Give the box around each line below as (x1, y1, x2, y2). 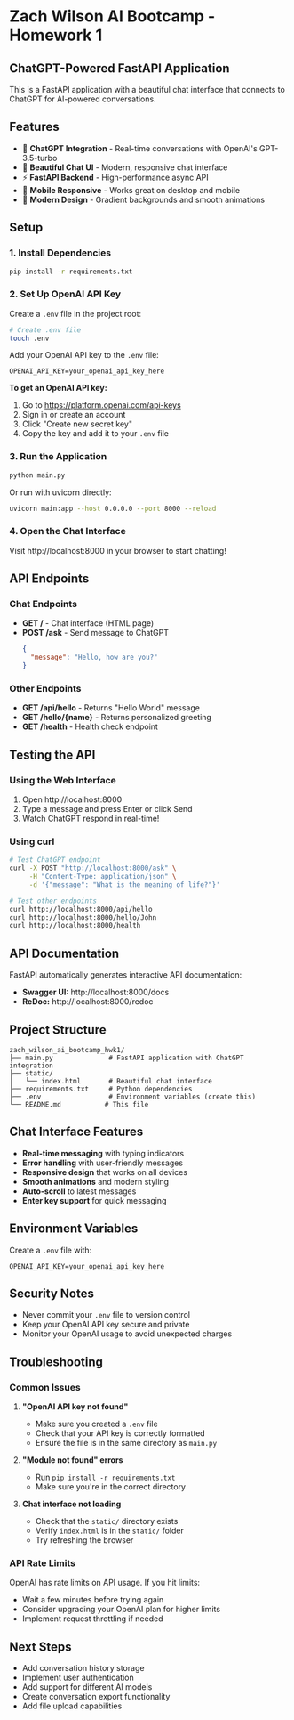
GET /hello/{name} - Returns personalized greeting (21, 712, 211, 723)
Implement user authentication (21, 1672, 135, 1683)
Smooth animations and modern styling (21, 1176, 170, 1187)
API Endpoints (9, 572, 90, 587)
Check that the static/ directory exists (35, 1516, 179, 1527)
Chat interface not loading (21, 1498, 122, 1510)
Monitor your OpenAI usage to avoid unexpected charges (21, 1328, 233, 1339)
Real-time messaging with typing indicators (21, 1148, 185, 1158)
